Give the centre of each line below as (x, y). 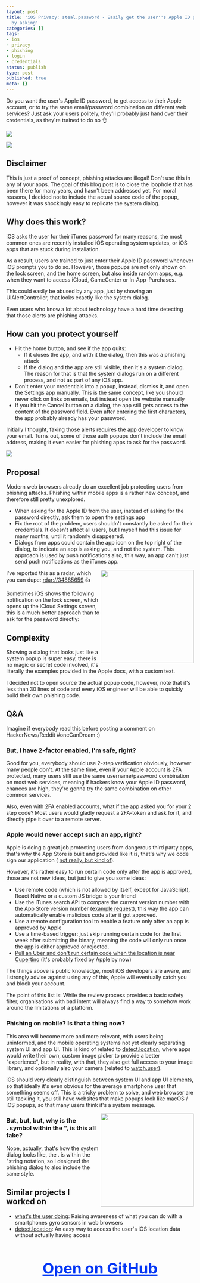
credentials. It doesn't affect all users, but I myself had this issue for (98, 530)
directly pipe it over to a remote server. (54, 819)
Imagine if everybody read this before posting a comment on (81, 728)
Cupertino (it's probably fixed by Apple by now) (73, 959)
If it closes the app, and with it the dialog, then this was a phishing (104, 355)
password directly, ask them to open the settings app (80, 517)
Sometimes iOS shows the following (50, 593)
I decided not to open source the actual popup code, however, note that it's (99, 683)
